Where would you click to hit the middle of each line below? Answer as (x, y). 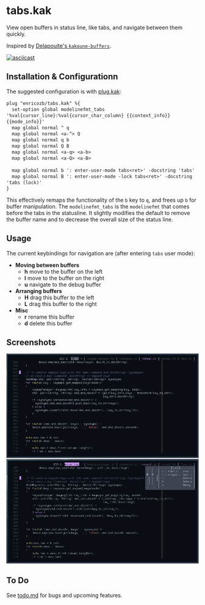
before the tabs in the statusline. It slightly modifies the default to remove (98, 213)
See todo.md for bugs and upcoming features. (64, 595)
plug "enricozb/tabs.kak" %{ (43, 103)
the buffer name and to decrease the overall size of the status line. (90, 219)
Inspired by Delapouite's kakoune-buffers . (59, 46)
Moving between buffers (47, 265)
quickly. (16, 34)
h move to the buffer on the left (63, 271)
